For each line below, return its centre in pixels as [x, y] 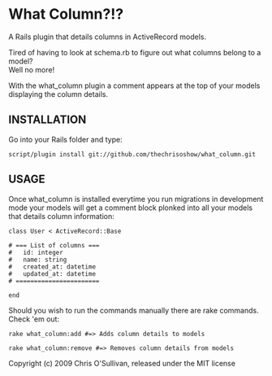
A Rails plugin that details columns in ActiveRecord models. [108, 37]
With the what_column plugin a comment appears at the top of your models [134, 85]
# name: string [38, 260]
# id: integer [36, 252]
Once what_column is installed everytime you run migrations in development [136, 199]
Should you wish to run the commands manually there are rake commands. [134, 310]
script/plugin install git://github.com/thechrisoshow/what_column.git [132, 154]
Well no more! [32, 69]
